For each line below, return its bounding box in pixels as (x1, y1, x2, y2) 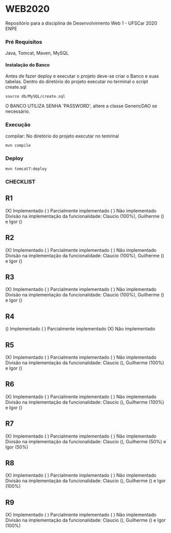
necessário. (5, 108, 30, 114)
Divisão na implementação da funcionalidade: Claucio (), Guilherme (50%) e (5, 438, 166, 444)
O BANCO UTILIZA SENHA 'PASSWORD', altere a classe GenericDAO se (5, 103, 158, 109)
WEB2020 (5, 3, 50, 15)
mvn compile (5, 143, 31, 148)
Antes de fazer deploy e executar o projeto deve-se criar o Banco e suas (5, 73, 159, 80)
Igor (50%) (5, 444, 29, 450)
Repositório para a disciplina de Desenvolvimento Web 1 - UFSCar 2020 (5, 20, 158, 26)
